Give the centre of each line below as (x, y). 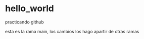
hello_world (30, 9)
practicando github (24, 22)
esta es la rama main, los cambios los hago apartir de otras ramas (72, 31)
